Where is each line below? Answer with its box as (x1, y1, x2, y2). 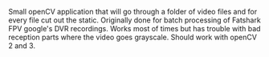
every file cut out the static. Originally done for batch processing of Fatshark (8, 15, 261, 25)
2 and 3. (8, 41, 36, 51)
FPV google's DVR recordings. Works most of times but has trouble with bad (8, 24, 261, 33)
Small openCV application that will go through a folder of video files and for (8, 7, 258, 16)
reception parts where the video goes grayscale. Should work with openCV (8, 32, 257, 42)
